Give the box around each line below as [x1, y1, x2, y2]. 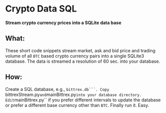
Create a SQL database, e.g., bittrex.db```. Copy [5, 86, 109, 92]
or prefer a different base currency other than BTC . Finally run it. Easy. [5, 102, 149, 108]
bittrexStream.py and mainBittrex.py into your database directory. [5, 91, 142, 97]
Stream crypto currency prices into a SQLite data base [5, 20, 122, 26]
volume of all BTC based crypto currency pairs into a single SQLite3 [5, 53, 144, 59]
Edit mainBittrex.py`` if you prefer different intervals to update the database [5, 96, 161, 103]
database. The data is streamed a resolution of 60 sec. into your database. [5, 58, 160, 64]
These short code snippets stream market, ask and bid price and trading [5, 47, 155, 53]
